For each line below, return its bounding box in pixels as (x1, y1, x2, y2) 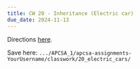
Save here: (7, 49, 38, 57)
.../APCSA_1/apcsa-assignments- (39, 49, 132, 57)
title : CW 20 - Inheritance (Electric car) (7, 10, 134, 17)
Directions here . (7, 35, 53, 43)
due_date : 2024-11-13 (7, 16, 70, 23)
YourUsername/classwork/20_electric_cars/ (7, 55, 131, 62)
